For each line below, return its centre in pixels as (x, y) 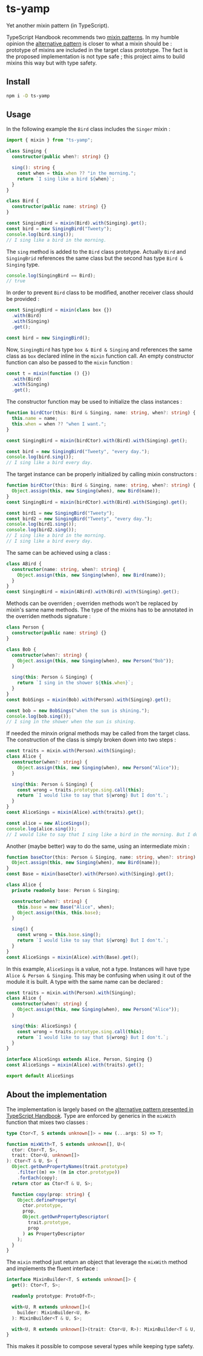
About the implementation (57, 1095)
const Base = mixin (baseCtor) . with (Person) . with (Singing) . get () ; (90, 874)
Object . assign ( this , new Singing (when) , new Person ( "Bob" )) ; (96, 660)
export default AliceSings (40, 1076)
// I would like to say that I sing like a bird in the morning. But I (98, 835)
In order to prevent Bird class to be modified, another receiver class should (100, 292)
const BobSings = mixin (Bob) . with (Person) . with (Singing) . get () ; (89, 700)
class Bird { (23, 201)
